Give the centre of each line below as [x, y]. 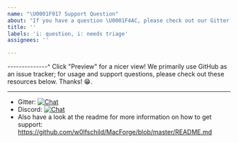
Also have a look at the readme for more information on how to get [114, 117]
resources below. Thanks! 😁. [50, 81]
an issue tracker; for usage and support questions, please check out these [116, 74]
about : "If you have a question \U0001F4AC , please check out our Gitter [119, 21]
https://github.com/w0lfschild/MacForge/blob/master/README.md [115, 132]
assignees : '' [28, 40]
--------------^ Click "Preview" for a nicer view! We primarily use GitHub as [117, 67]
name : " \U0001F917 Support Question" [63, 14]
